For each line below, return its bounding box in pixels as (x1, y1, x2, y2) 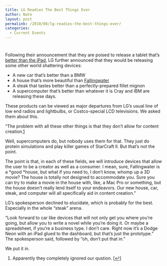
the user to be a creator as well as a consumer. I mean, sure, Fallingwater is (5, 164, 160, 170)
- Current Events (9, 30, 46, 35)
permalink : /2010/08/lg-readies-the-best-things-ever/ (5, 21, 122, 26)
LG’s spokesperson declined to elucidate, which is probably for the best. (5, 200, 154, 206)
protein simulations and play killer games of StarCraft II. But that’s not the (5, 143, 155, 149)
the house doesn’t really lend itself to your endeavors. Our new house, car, (5, 185, 159, 191)
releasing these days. (12, 93, 57, 100)
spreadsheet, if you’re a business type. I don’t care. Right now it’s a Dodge (5, 225, 158, 232)
